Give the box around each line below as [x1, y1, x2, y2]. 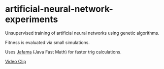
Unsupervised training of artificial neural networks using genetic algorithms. [5, 30, 160, 36]
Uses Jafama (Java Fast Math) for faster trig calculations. [5, 49, 122, 55]
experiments [5, 14, 58, 25]
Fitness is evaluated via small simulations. [5, 39, 90, 45]
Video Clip [5, 58, 26, 64]
